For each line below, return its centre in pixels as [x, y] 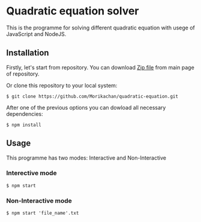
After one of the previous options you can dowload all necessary [86, 107]
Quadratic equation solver [73, 11]
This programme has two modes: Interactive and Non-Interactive [86, 158]
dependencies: [25, 114]
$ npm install [24, 125]
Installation [28, 53]
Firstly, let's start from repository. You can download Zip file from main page [100, 67]
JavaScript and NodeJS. [36, 34]
